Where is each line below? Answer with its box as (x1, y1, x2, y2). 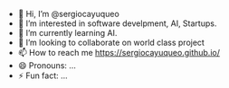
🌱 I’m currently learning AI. (17, 28, 118, 38)
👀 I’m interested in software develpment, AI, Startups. (17, 18, 217, 29)
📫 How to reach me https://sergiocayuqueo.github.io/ (17, 48, 220, 57)
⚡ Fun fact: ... (17, 70, 68, 81)
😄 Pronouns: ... (17, 60, 77, 71)
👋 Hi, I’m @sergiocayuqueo (17, 9, 119, 19)
